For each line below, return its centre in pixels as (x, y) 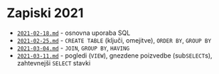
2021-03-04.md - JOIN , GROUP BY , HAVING (73, 48)
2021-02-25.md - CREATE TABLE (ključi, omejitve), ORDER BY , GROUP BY (114, 40)
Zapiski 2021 (45, 13)
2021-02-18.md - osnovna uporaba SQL (74, 33)
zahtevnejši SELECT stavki (54, 63)
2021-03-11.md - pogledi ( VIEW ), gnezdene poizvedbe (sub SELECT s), (114, 55)
